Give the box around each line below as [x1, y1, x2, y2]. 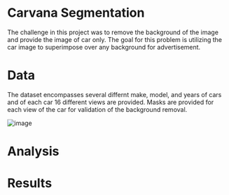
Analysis [7, 143, 60, 159]
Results [7, 175, 53, 192]
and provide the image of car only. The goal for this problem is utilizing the [7, 35, 223, 43]
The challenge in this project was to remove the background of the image [7, 28, 219, 36]
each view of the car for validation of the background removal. [7, 105, 188, 113]
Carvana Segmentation [7, 5, 145, 21]
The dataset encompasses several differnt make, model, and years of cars [7, 90, 222, 99]
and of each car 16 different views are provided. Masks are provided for [7, 98, 214, 106]
